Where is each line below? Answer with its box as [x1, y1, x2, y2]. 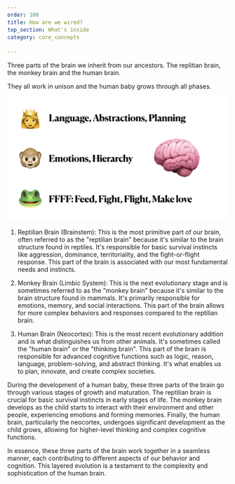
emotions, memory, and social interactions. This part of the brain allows [17, 301, 224, 309]
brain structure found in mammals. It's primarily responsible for [17, 294, 200, 302]
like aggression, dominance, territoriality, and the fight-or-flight [17, 250, 200, 259]
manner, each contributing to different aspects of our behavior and [7, 454, 200, 462]
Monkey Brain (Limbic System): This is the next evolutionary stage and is [17, 278, 228, 287]
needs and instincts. [17, 265, 76, 273]
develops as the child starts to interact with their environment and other [7, 403, 214, 411]
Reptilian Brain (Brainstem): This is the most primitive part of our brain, [17, 228, 221, 236]
